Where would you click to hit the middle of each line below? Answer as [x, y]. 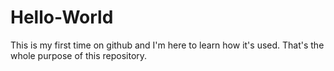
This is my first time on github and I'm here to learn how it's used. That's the [167, 45]
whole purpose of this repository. [79, 55]
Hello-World [62, 17]
